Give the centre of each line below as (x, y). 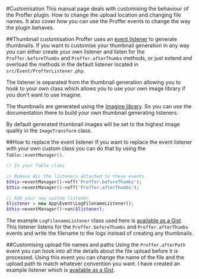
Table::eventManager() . (35, 155)
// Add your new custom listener (48, 198)
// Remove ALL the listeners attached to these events (75, 176)
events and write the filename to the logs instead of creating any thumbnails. (100, 233)
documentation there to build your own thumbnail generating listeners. (92, 113)
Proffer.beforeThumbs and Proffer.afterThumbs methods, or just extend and (99, 58)
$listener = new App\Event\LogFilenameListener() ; (70, 204)
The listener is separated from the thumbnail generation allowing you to (94, 82)
